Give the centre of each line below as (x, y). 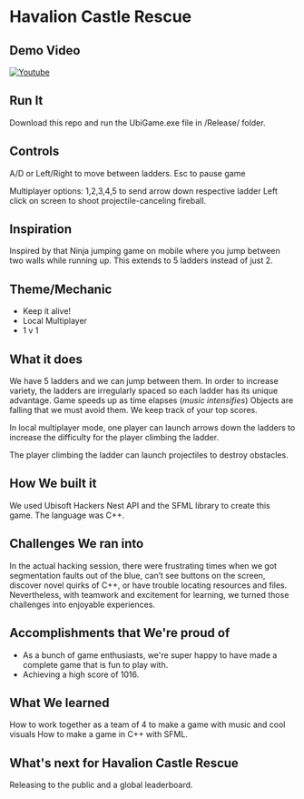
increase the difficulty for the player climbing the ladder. (114, 438)
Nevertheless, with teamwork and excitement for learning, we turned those (149, 594)
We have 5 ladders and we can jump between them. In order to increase (144, 381)
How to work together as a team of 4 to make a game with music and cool (147, 724)
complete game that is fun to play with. (95, 664)
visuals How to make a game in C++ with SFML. (99, 734)
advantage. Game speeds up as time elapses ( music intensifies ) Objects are (152, 400)
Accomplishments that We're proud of (120, 633)
